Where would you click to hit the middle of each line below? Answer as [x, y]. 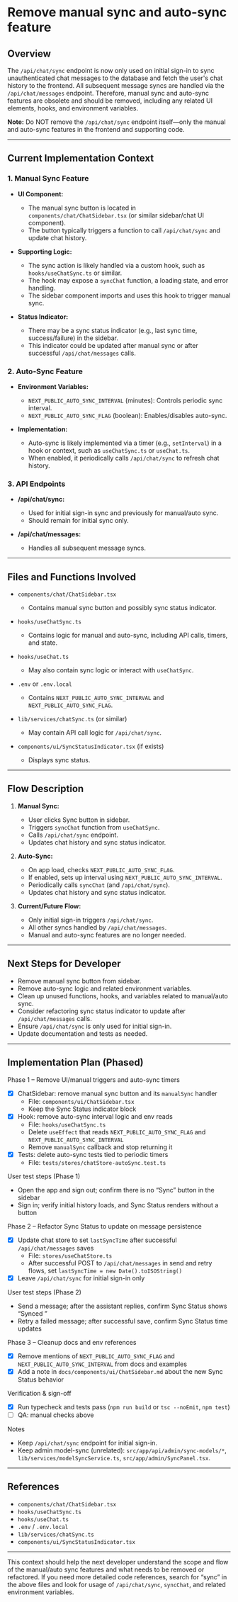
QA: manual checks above [56, 1415]
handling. [42, 288]
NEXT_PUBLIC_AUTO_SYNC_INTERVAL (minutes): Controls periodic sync [125, 400]
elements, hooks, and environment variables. [73, 108]
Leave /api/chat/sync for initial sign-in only [81, 1278]
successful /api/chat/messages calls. [82, 353]
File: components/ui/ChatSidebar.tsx [81, 1101]
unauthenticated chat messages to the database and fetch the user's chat [115, 78]
